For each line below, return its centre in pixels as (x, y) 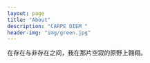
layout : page (26, 13)
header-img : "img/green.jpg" (49, 33)
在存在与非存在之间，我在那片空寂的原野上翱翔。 (77, 53)
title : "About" (29, 20)
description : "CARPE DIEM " (48, 26)
